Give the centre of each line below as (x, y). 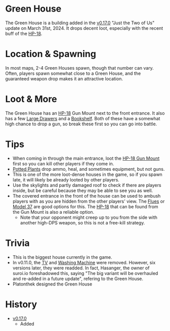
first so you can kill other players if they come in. (63, 163)
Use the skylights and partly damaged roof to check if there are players (87, 185)
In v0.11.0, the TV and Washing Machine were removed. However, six (84, 262)
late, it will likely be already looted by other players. (66, 179)
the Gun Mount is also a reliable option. (53, 212)
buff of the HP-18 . (24, 33)
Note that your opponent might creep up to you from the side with (89, 217)
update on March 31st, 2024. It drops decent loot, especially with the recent (84, 28)
